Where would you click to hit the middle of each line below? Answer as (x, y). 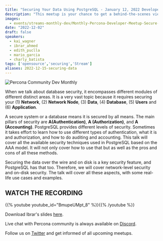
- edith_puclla (25, 50)
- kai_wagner (23, 41)
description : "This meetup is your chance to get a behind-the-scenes (78, 14)
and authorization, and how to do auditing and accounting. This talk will (76, 137)
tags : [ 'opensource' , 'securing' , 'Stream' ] (49, 64)
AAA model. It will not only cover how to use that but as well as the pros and (81, 148)
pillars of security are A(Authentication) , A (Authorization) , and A (72, 122)
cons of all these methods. (32, 153)
